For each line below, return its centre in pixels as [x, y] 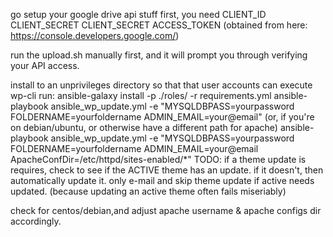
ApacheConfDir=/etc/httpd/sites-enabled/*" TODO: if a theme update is [158, 159]
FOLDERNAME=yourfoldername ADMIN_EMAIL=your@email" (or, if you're [162, 117]
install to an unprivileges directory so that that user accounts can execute [161, 85]
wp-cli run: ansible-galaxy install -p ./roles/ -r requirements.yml [141, 95]
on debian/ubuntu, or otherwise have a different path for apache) [144, 127]
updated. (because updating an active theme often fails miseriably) [148, 191]
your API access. [45, 65]
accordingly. [36, 221]
